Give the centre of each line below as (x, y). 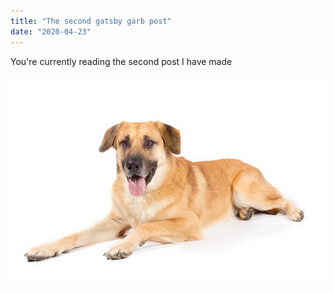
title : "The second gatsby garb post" (91, 21)
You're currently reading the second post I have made (121, 61)
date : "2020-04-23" (51, 31)
